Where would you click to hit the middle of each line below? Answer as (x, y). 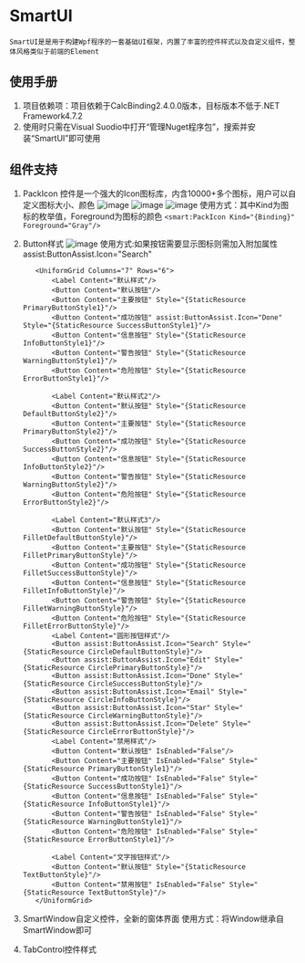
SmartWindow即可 (57, 930)
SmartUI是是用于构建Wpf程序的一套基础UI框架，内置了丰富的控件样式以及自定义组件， (149, 42)
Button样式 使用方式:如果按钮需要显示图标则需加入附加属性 (150, 244)
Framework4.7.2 (53, 116)
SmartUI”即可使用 (67, 138)
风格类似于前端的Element (58, 51)
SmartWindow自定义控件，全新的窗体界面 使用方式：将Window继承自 (153, 918)
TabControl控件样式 (60, 949)
